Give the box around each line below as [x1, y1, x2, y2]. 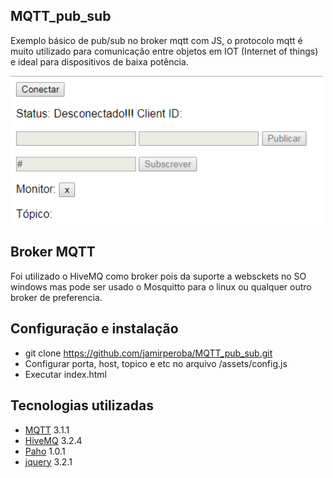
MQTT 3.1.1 [24, 424, 70, 436]
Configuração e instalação [10, 320, 179, 338]
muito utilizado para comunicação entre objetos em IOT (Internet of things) [10, 45, 319, 57]
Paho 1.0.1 [24, 445, 66, 457]
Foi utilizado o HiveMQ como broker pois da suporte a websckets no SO [10, 270, 307, 282]
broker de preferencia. [10, 291, 103, 303]
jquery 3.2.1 [24, 455, 73, 468]
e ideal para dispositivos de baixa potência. [10, 55, 189, 68]
